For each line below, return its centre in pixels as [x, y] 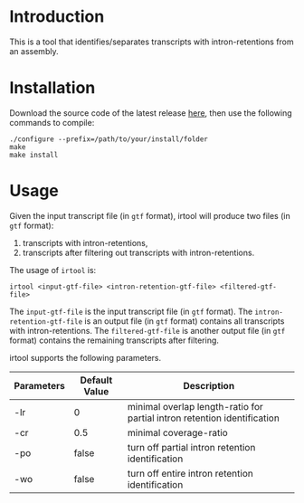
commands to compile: [52, 122]
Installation [52, 88]
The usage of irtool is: [53, 270]
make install [34, 155]
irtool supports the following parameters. [85, 357]
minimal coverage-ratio [177, 432]
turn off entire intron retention [190, 473]
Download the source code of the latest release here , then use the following [151, 113]
